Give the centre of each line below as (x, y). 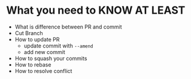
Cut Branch (29, 33)
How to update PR (37, 39)
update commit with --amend (59, 46)
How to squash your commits (51, 58)
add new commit (45, 52)
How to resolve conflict (43, 71)
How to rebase (33, 64)
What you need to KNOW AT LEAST (96, 10)
